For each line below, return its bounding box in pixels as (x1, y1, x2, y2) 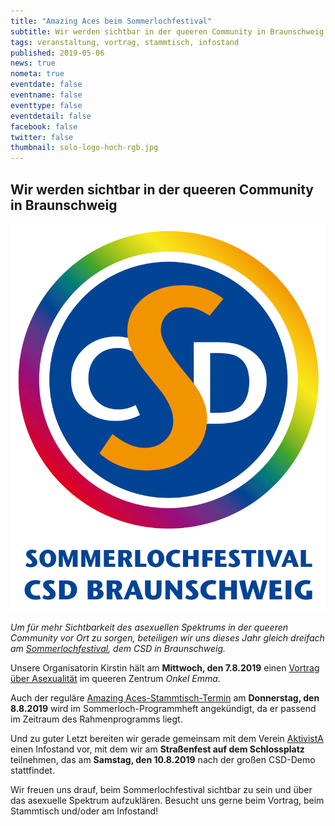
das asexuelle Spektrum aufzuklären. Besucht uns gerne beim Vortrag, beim (10, 794, 325, 806)
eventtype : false (10, 100, 83, 110)
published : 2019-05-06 (10, 48, 105, 58)
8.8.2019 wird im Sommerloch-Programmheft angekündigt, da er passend (10, 702, 317, 714)
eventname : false (10, 90, 83, 100)
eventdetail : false (10, 111, 92, 121)
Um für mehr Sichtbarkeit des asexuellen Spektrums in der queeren (10, 621, 289, 633)
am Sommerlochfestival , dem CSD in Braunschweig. (10, 642, 227, 654)
